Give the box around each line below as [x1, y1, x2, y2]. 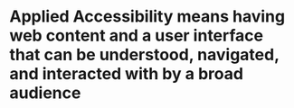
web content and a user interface [9, 25, 264, 46]
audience [9, 83, 81, 103]
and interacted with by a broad [9, 64, 244, 85]
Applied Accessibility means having [9, 6, 286, 27]
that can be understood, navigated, [9, 45, 280, 65]
